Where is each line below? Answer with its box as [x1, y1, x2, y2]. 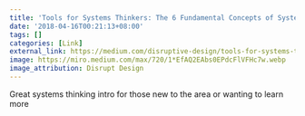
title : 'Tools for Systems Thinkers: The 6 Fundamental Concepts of [9, 13, 274, 23]
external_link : [9, 47, 67, 56]
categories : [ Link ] [9, 38, 84, 48]
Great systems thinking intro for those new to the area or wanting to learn [9, 88, 284, 100]
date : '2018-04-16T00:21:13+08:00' [9, 22, 144, 31]
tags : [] [9, 30, 43, 39]
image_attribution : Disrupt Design [9, 64, 144, 73]
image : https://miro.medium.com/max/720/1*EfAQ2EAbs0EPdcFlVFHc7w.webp [9, 55, 286, 64]
